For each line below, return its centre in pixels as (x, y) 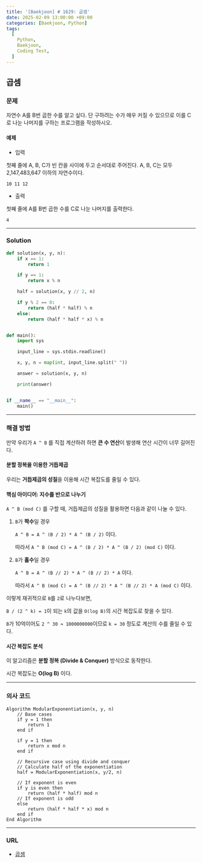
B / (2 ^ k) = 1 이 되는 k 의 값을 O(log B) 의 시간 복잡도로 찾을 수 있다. (90, 611)
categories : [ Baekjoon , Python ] (47, 23)
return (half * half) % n (60, 308)
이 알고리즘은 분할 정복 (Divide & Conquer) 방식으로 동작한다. (79, 661)
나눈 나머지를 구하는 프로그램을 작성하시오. (62, 123)
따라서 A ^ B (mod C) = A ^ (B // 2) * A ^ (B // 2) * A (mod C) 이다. (103, 585)
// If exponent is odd (45, 798)
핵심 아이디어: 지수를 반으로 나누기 (46, 494)
